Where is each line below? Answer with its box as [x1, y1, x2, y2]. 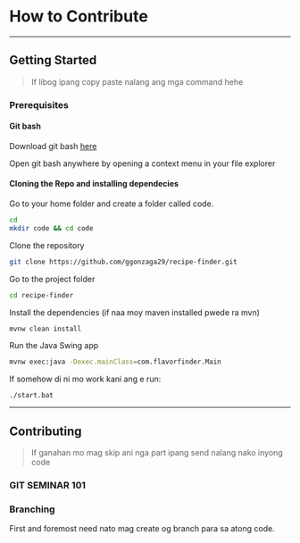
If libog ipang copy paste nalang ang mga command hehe [30, 76, 244, 87]
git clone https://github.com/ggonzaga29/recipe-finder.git [9, 257, 238, 266]
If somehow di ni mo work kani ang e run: [9, 373, 162, 385]
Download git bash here [9, 140, 97, 151]
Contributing [9, 423, 82, 439]
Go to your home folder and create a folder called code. [9, 198, 214, 209]
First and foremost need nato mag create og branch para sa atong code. [9, 523, 275, 534]
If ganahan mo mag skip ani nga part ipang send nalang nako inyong [30, 447, 283, 458]
